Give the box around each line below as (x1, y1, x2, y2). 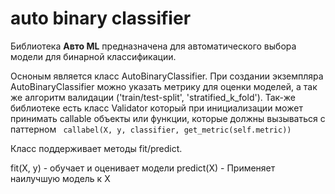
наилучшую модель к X (10, 172, 111, 184)
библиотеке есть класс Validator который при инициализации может (10, 102, 303, 114)
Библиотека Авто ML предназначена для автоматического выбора (10, 40, 297, 52)
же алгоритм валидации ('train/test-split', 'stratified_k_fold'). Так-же (10, 91, 296, 103)
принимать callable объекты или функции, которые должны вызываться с (10, 112, 326, 124)
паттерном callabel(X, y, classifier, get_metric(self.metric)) (10, 123, 292, 135)
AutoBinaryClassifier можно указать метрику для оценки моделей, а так (10, 80, 318, 92)
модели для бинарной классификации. (10, 50, 177, 62)
